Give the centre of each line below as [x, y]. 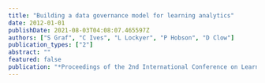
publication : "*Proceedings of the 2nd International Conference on [123, 67]
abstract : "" [30, 52]
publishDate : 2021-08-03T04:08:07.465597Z [79, 30]
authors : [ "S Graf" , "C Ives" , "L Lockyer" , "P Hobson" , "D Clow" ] [121, 38]
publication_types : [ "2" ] [50, 45]
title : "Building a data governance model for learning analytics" [121, 15]
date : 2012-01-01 [37, 23]
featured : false [35, 60]
